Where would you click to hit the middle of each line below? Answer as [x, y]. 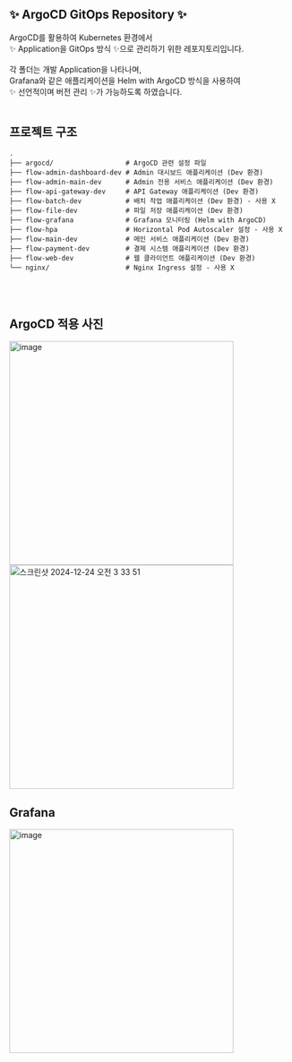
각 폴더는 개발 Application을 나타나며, [75, 69]
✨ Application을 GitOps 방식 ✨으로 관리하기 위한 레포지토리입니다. [127, 48]
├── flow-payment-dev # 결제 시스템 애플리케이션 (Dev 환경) [129, 248]
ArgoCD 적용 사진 [56, 325]
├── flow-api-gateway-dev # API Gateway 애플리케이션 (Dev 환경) [134, 192]
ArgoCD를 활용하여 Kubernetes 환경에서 [81, 37]
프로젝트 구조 [43, 132]
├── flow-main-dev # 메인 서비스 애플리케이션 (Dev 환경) [129, 239]
